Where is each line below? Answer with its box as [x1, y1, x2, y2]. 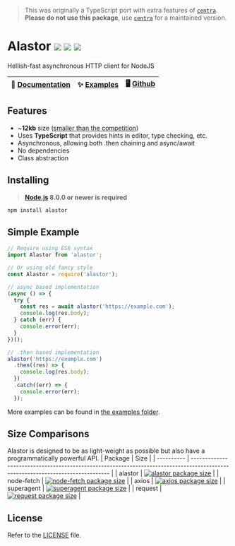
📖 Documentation [11, 80, 71, 90]
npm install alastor [7, 206, 68, 214]
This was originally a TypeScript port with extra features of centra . [24, 6, 218, 14]
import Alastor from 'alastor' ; [7, 251, 102, 259]
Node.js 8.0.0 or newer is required [24, 193, 128, 201]
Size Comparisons [7, 428, 90, 440]
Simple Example [7, 226, 80, 238]
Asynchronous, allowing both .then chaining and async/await [17, 138, 195, 147]
